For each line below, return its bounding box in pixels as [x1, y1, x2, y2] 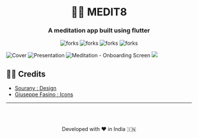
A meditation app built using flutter [48, 27, 150, 35]
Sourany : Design [14, 85, 57, 92]
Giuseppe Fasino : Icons [14, 91, 74, 98]
